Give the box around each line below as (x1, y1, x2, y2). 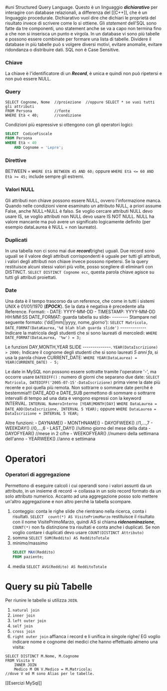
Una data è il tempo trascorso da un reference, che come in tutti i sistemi (5, 298, 155, 304)
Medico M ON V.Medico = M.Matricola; (14, 667, 93, 672)
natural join (12, 608, 40, 613)
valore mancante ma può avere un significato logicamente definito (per (5, 218, 151, 224)
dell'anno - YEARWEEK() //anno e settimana (5, 436, 96, 442)
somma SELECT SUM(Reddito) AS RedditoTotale (12, 535, 110, 541)
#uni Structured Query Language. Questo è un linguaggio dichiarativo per (5, 4, 158, 10)
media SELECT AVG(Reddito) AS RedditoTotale (12, 563, 107, 569)
